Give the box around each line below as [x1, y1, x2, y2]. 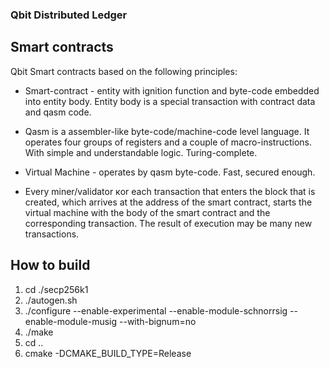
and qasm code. [24, 106, 92, 118]
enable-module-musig [24, 315, 118, 327]
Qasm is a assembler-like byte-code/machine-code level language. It [24, 125, 310, 137]
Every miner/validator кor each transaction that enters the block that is [24, 185, 316, 197]
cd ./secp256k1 [24, 283, 89, 295]
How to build [10, 257, 91, 274]
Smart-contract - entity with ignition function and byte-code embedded [24, 84, 320, 97]
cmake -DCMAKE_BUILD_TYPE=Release [24, 347, 192, 359]
